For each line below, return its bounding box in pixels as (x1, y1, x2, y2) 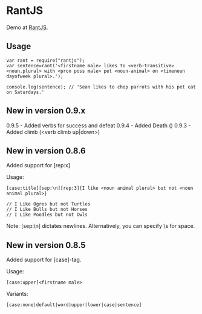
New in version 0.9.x (6, 105, 86, 116)
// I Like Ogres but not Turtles (6, 201, 91, 207)
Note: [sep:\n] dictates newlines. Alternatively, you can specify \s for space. (6, 222, 195, 230)
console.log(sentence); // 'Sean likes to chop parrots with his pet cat (6, 84, 197, 90)
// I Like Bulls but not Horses (6, 207, 88, 213)
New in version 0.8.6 (6, 145, 86, 156)
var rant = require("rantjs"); (6, 57, 85, 64)
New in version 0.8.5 (6, 240, 86, 250)
